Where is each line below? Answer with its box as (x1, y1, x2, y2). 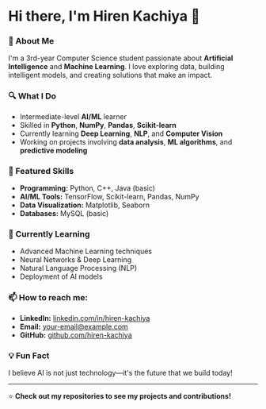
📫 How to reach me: (8, 292, 89, 303)
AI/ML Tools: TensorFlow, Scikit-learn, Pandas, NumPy (19, 192, 199, 202)
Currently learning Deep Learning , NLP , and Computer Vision (19, 129, 223, 138)
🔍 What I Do (8, 91, 57, 102)
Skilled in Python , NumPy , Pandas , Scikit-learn (19, 120, 177, 129)
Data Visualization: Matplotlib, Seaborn (19, 200, 150, 210)
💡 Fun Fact (8, 349, 50, 361)
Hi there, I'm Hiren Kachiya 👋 (8, 7, 200, 25)
